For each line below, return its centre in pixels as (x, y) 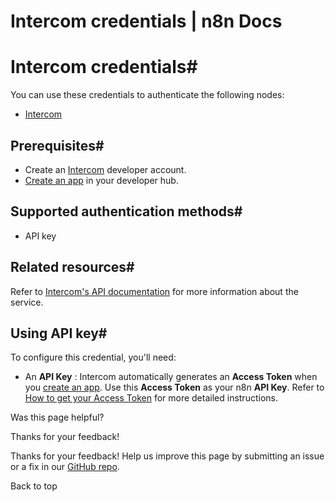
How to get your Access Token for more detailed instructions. (151, 398)
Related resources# (72, 267)
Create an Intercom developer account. (105, 169)
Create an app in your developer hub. (101, 180)
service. (27, 302)
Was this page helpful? (57, 417)
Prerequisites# (57, 145)
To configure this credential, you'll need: (93, 357)
